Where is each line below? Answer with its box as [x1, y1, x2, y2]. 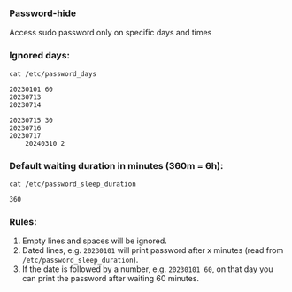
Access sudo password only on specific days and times [9, 27, 212, 38]
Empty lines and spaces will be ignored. [21, 235, 168, 246]
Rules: [9, 215, 37, 227]
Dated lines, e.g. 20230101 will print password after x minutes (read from [21, 245, 284, 256]
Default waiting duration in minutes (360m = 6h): [9, 159, 224, 172]
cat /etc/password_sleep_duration [9, 180, 137, 188]
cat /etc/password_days [9, 69, 97, 78]
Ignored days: [9, 50, 71, 62]
